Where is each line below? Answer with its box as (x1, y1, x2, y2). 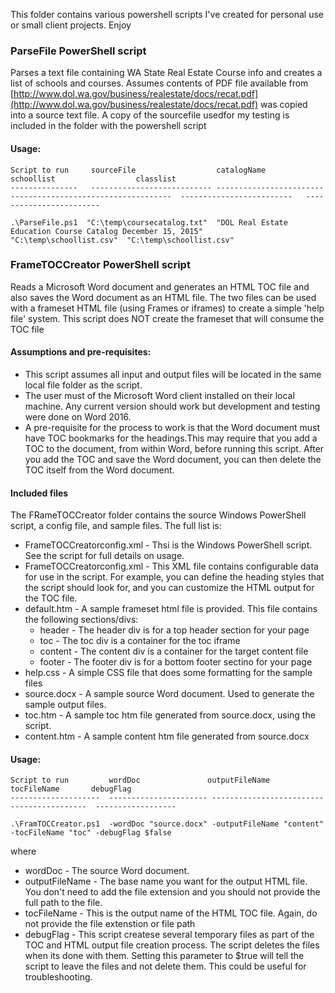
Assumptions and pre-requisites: (10, 346, 152, 358)
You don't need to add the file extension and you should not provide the (24, 886, 321, 898)
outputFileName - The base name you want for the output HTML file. (24, 875, 308, 888)
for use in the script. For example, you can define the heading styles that (24, 571, 325, 583)
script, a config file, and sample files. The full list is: (10, 520, 222, 532)
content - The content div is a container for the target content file (39, 645, 309, 658)
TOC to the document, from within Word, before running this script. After (24, 443, 325, 454)
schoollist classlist (10, 174, 177, 184)
